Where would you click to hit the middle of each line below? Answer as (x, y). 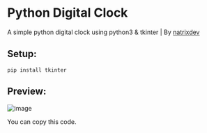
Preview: (27, 92)
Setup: (22, 54)
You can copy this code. (42, 122)
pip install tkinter (37, 70)
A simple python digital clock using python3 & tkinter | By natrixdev (103, 32)
